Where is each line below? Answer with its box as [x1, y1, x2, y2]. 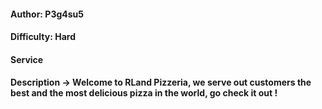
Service [10, 53, 44, 65]
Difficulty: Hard [10, 31, 76, 43]
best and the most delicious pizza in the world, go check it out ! [10, 87, 278, 99]
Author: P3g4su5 [10, 8, 85, 20]
